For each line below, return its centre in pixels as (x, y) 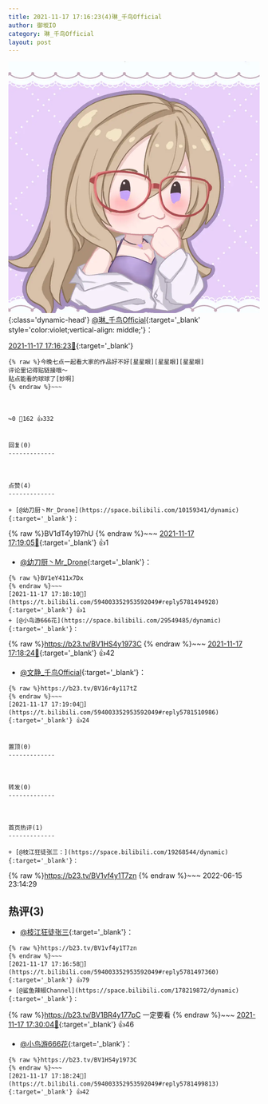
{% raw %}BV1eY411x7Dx (46, 578)
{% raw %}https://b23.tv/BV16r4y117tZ (73, 689)
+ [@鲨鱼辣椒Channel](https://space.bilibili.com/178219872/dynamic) (124, 991)
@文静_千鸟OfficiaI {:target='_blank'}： (83, 673)
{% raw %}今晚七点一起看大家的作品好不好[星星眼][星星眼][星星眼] (106, 362)
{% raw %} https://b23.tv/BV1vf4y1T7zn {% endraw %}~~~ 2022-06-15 (125, 876)
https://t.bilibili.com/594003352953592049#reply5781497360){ (114, 972)
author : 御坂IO (32, 25)
